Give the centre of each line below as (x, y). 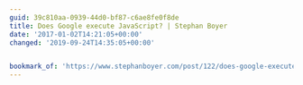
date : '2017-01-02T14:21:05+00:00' (76, 34)
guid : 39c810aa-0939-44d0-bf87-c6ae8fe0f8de (94, 17)
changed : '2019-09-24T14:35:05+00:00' (82, 42)
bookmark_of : (34, 67)
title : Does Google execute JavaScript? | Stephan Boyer (119, 26)
